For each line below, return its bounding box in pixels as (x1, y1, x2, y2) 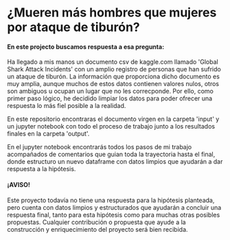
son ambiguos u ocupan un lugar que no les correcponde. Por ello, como (7, 87, 214, 96)
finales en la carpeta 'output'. (7, 129, 90, 138)
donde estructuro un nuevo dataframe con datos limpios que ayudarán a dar (7, 157, 223, 166)
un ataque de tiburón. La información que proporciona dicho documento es (7, 72, 220, 80)
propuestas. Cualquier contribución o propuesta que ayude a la (7, 218, 187, 226)
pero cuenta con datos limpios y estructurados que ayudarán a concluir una (7, 203, 222, 211)
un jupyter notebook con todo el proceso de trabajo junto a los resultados (7, 122, 215, 131)
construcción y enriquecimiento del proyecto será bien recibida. (7, 225, 188, 233)
